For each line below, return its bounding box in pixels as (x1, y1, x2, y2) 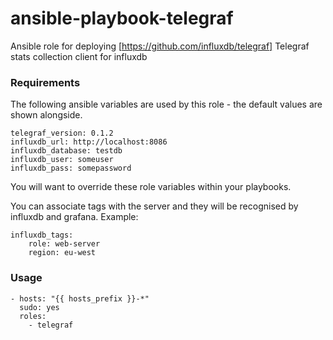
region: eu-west (28, 248, 97, 258)
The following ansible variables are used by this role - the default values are (10, 98, 323, 111)
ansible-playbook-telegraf (10, 7, 234, 30)
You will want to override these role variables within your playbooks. (10, 181, 292, 193)
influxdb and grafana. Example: (10, 211, 139, 223)
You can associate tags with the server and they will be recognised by (10, 200, 299, 212)
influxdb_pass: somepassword (10, 163, 132, 174)
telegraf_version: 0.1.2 (10, 128, 114, 139)
